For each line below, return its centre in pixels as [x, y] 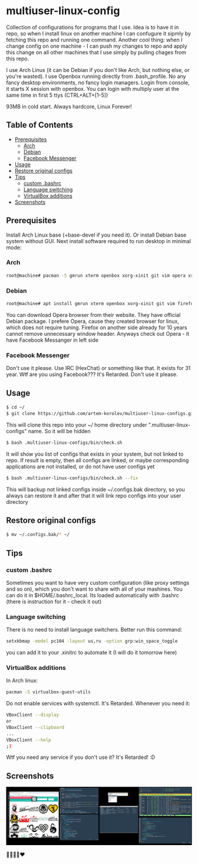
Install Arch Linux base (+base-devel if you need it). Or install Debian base [96, 235]
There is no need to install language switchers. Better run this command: [94, 630]
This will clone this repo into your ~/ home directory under [77, 425]
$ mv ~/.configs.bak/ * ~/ [38, 535]
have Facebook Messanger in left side [52, 340]
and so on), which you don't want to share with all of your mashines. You [94, 589]
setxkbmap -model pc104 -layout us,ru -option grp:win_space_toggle [92, 642]
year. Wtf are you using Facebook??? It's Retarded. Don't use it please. [92, 374]
